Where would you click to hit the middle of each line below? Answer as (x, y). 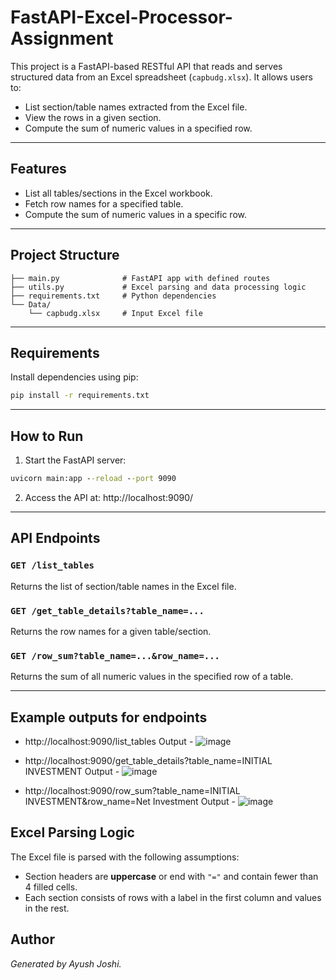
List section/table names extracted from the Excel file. (136, 107)
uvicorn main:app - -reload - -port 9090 (93, 479)
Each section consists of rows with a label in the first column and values (173, 897)
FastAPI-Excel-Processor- (121, 17)
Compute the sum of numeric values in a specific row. (136, 214)
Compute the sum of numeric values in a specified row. (138, 128)
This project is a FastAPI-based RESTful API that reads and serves (146, 66)
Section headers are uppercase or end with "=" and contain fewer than (171, 876)
